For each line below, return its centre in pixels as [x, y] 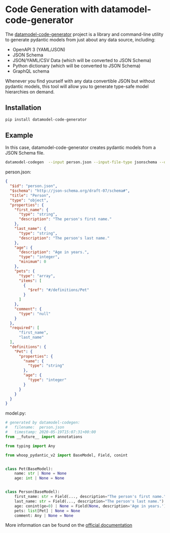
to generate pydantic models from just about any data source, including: [80, 40]
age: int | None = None [39, 478]
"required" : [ [25, 328]
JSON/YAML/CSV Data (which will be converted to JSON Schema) [82, 60]
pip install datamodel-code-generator [46, 120]
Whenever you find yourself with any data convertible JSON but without [80, 81]
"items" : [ [30, 281]
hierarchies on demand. [30, 92]
